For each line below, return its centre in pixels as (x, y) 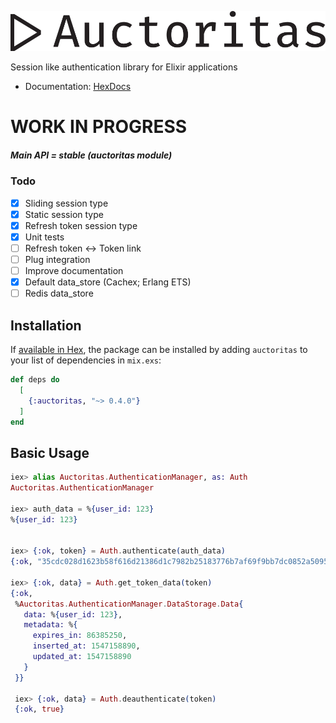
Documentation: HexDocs (78, 87)
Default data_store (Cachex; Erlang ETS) (108, 282)
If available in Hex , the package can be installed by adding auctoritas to (159, 350)
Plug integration (57, 259)
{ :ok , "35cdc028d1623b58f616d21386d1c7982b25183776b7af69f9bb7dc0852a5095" (171, 562)
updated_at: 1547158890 (82, 657)
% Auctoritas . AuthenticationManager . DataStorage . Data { (129, 604)
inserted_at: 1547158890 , (86, 646)
